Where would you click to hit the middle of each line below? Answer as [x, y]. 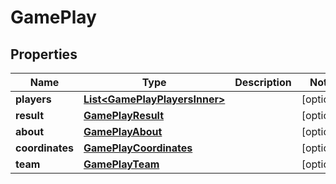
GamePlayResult [124, 115]
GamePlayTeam [121, 164]
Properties [44, 54]
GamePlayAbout [123, 131]
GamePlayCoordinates [138, 148]
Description [263, 82]
